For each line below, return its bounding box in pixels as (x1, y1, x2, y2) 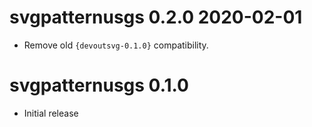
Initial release (23, 107, 79, 119)
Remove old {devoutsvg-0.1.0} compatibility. (23, 39, 209, 51)
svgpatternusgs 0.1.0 (9, 74, 189, 97)
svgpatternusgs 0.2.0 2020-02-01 (9, 6, 303, 29)
